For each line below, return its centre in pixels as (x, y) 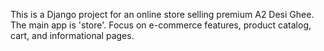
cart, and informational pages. (72, 35)
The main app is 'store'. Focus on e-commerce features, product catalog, (161, 25)
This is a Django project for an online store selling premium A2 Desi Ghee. (162, 14)
